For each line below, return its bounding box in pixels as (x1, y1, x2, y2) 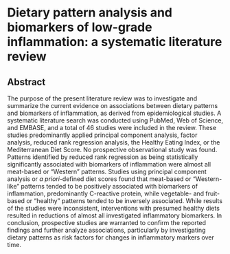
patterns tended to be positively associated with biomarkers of (21, 182, 198, 190)
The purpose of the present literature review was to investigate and (7, 94, 198, 103)
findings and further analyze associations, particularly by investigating (7, 226, 206, 234)
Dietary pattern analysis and (7, 5, 173, 21)
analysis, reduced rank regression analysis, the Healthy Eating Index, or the (7, 138, 220, 146)
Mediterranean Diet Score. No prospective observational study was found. (7, 146, 218, 154)
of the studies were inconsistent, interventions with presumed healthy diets (7, 204, 220, 212)
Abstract (7, 76, 46, 87)
